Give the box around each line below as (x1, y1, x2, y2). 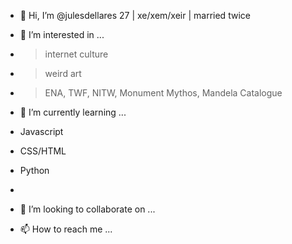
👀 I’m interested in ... (19, 29, 105, 40)
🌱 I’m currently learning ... (19, 106, 127, 118)
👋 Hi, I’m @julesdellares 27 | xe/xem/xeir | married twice (19, 10, 251, 21)
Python (19, 165, 50, 176)
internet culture (44, 48, 109, 60)
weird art (44, 68, 82, 79)
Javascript (19, 126, 64, 137)
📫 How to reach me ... (19, 223, 113, 235)
